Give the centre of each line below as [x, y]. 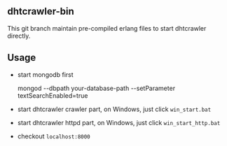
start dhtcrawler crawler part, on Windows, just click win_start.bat [114, 109]
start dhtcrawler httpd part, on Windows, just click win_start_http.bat [119, 122]
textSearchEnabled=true [53, 95]
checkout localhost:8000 [54, 136]
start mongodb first [45, 74]
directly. [19, 36]
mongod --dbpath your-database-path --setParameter [96, 88]
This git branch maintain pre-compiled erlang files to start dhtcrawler [107, 28]
